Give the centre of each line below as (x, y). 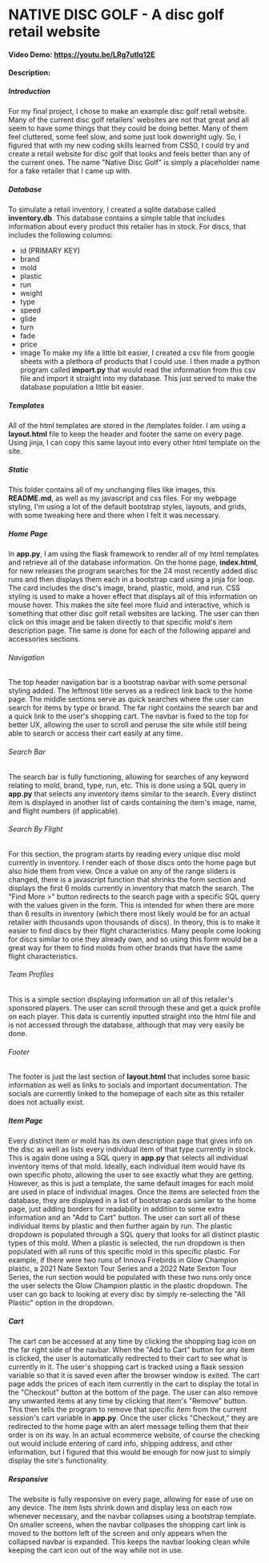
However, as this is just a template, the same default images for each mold (131, 1184)
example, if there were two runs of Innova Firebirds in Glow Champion (123, 1260)
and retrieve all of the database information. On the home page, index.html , (133, 562)
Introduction (29, 91)
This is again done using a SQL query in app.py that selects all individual (128, 1158)
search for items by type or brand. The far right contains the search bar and (133, 708)
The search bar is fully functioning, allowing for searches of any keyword (129, 776)
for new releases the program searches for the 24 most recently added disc (133, 571)
